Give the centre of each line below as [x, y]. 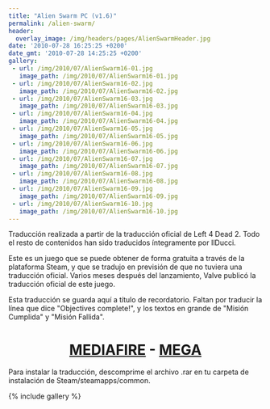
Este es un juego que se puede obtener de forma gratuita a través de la [127, 259]
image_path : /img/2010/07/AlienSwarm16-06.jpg [99, 151]
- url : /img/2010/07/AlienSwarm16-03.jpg [82, 99]
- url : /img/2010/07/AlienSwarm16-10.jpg [82, 204]
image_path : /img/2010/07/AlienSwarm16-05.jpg [99, 136]
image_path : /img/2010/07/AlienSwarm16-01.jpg [99, 76]
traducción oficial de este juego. [62, 285]
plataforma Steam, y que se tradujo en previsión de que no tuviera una [125, 267]
